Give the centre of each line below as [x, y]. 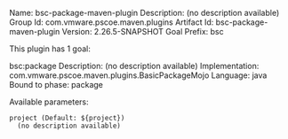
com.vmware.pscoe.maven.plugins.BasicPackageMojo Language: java [138, 75]
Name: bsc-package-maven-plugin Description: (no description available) [144, 13]
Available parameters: [49, 102]
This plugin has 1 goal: [50, 49]
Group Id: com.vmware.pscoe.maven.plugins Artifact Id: [112, 22]
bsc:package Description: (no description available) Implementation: [134, 66]
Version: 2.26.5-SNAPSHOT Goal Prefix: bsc [143, 31]
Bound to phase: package [56, 85]
